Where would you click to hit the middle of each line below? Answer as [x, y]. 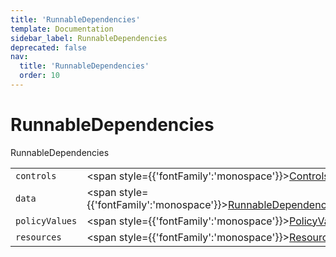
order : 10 [39, 76]
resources [38, 237]
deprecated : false [48, 47]
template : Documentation [62, 29]
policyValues [46, 220]
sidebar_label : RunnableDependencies [89, 38]
